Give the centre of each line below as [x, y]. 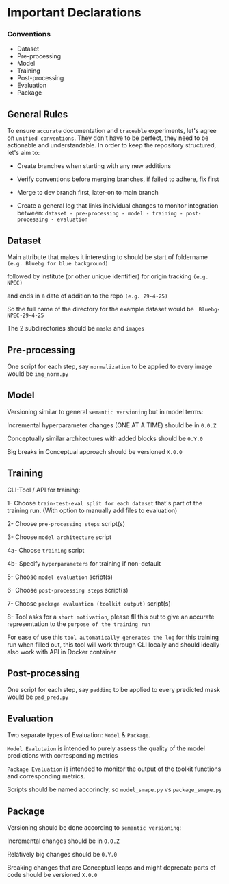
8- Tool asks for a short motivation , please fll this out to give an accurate [111, 617]
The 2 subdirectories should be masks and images [76, 328]
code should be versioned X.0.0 [52, 874]
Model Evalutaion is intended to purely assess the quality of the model [106, 748]
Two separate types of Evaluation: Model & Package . [79, 735]
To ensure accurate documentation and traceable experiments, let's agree [112, 131]
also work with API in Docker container [62, 652]
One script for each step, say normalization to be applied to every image [110, 366]
